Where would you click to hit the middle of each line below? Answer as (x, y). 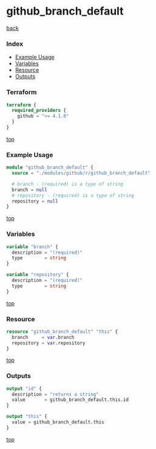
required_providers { (39, 111)
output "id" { (24, 388)
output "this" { (27, 417)
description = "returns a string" (55, 394)
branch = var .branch (43, 337)
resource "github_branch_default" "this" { (62, 332)
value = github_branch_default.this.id (70, 400)
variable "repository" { (38, 275)
